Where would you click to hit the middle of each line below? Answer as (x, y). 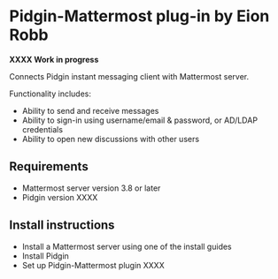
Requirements (49, 166)
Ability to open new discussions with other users (111, 139)
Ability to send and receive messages (90, 110)
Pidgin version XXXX (60, 197)
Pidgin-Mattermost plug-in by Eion (139, 16)
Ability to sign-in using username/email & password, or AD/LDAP (140, 120)
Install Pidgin (45, 256)
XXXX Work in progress (54, 59)
